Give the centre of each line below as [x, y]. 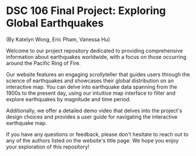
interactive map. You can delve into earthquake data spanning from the [92, 86]
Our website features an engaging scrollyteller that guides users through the [98, 74]
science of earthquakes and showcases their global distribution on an [90, 81]
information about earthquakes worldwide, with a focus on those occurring [96, 57]
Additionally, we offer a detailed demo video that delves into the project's [94, 110]
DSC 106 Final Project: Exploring [86, 11]
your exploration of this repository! [48, 147]
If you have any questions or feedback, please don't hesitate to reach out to [97, 134]
